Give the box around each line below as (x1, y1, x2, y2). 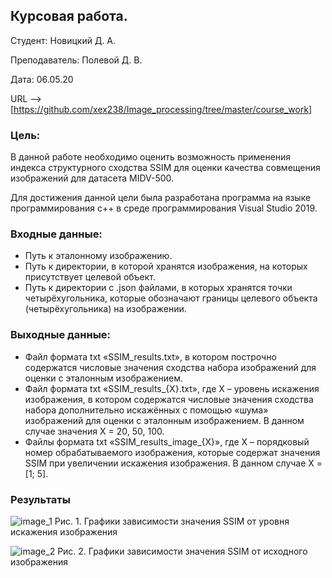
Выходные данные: (10, 328, 112, 342)
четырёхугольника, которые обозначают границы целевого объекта (24, 292, 318, 304)
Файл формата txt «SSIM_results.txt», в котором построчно (24, 350, 277, 363)
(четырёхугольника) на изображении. (24, 303, 187, 315)
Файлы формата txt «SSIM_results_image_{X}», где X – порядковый (24, 435, 310, 448)
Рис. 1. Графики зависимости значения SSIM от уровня (54, 515, 290, 527)
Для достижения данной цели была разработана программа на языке (10, 192, 312, 204)
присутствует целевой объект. (24, 271, 157, 283)
